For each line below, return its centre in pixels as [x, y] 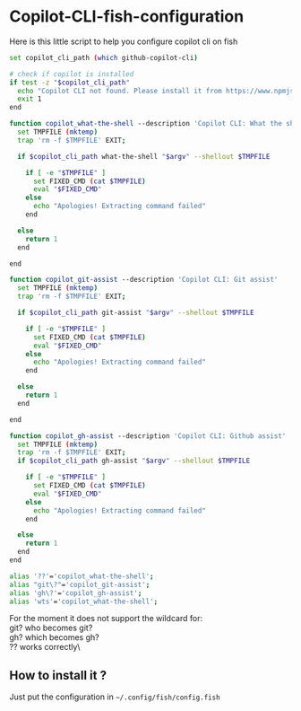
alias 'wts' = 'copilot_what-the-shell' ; [84, 601]
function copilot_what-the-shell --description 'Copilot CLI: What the [146, 124]
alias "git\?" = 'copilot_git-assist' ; [80, 584]
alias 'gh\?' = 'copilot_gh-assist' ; [76, 593]
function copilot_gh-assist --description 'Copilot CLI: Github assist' [148, 436]
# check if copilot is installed [72, 74]
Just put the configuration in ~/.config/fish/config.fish [115, 697]
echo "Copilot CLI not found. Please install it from [120, 91]
